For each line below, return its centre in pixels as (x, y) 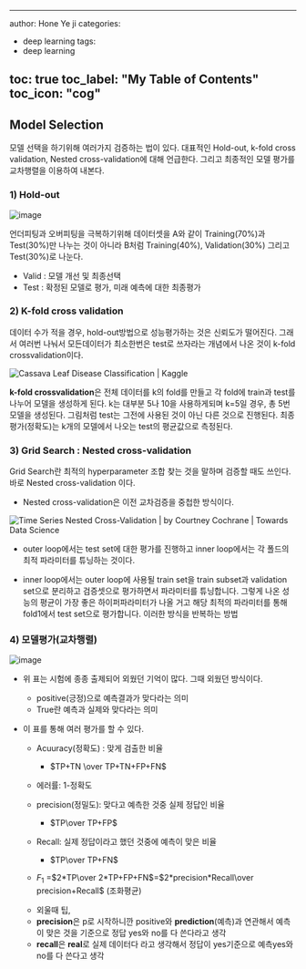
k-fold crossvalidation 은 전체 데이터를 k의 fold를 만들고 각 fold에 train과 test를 (153, 392)
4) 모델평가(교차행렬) (53, 640)
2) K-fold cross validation (66, 311)
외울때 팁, (53, 910)
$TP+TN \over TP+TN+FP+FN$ (108, 767)
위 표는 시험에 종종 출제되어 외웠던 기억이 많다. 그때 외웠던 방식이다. (143, 679)
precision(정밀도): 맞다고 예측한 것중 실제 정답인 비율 (130, 805)
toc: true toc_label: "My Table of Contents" (134, 80)
